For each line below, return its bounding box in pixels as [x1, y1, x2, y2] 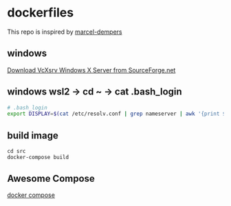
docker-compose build [7, 154, 69, 161]
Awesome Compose [7, 172, 95, 184]
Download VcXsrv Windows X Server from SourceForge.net [7, 65, 176, 74]
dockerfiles [7, 5, 74, 21]
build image [7, 130, 58, 141]
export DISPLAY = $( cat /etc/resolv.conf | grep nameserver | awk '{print [7, 110, 220, 118]
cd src [7, 148, 26, 155]
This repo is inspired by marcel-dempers [7, 28, 122, 36]
